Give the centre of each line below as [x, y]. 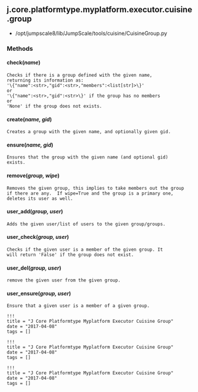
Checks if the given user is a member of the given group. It [85, 250]
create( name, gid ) [29, 119]
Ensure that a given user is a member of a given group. [78, 306]
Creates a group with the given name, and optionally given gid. [89, 132]
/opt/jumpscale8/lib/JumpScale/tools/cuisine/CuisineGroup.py [91, 33]
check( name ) [24, 63]
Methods [20, 48]
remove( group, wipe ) [33, 175]
